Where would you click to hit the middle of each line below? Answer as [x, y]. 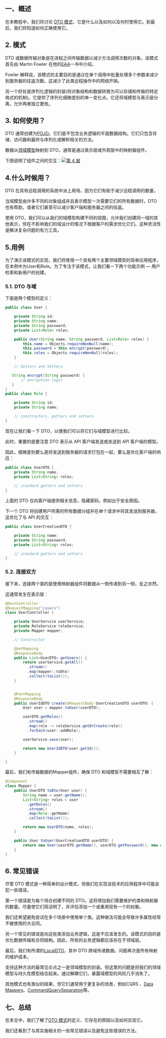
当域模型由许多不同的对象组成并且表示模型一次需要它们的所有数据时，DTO [81, 201]
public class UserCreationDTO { [38, 527]
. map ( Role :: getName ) [48, 813]
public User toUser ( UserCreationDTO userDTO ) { [64, 840]
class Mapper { [21, 786]
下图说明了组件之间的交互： [33, 161]
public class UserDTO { [30, 467]
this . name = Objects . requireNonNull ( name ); [68, 344]
